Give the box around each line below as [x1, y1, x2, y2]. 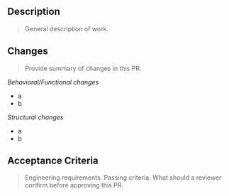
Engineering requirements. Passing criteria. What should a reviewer [24, 173, 222, 182]
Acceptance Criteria [7, 155, 99, 167]
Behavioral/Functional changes [7, 77, 99, 86]
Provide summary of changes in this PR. [24, 64, 142, 72]
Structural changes [7, 113, 64, 121]
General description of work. [24, 24, 108, 33]
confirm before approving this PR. [24, 181, 124, 190]
